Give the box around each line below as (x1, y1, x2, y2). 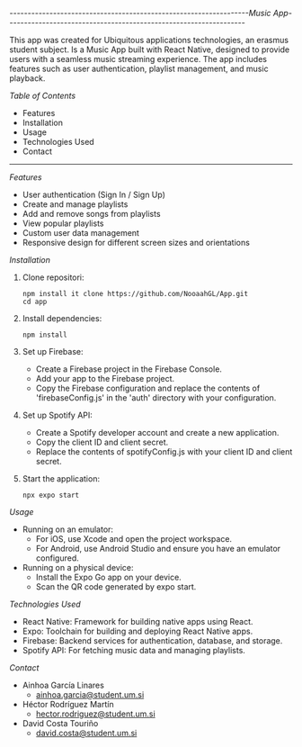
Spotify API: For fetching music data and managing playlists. (22, 645, 245, 655)
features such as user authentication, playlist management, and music (9, 63, 269, 74)
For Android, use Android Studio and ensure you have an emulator (35, 544, 281, 553)
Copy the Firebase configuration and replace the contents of (35, 382, 261, 393)
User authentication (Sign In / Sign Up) (22, 189, 166, 200)
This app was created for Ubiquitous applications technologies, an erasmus (9, 35, 289, 45)
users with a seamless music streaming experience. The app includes (9, 54, 268, 64)
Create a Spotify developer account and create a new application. (35, 427, 280, 437)
